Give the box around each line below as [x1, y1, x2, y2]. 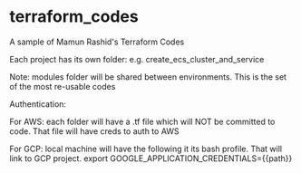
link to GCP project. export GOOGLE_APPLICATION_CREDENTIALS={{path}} [9, 152, 293, 164]
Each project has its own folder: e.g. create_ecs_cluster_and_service [9, 53, 265, 64]
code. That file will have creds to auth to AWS [9, 125, 180, 137]
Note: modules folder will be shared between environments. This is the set [9, 71, 287, 82]
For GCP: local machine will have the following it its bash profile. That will [9, 143, 283, 154]
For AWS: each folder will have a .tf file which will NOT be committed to [9, 116, 276, 127]
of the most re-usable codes [9, 81, 116, 91]
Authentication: [9, 98, 66, 110]
